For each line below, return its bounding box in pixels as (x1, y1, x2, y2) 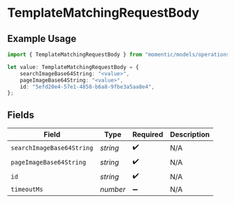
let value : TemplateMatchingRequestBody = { (7, 63, 139, 70)
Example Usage (7, 33, 77, 45)
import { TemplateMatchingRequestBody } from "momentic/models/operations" (7, 51, 233, 58)
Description (170, 130, 210, 140)
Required (132, 130, 164, 140)
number (100, 185, 126, 195)
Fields (7, 109, 35, 121)
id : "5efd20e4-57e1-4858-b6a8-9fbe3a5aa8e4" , (20, 83, 155, 90)
